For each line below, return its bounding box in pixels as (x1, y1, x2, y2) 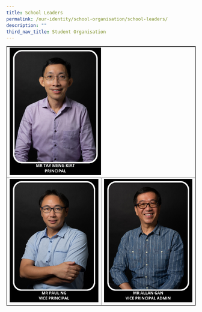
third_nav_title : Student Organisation (6, 29, 106, 35)
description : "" (6, 22, 47, 28)
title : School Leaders (6, 10, 63, 16)
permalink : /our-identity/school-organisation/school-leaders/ (6, 16, 168, 22)
